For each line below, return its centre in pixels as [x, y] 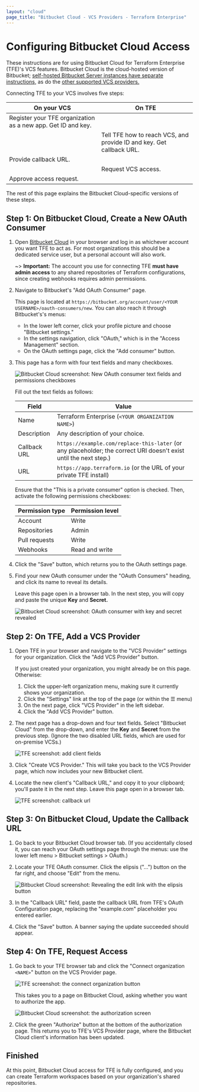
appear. [24, 933]
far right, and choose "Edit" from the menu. [67, 873]
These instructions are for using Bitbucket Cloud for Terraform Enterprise [95, 63]
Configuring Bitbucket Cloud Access [98, 47]
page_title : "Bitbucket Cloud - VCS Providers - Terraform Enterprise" [96, 17]
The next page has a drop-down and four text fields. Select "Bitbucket [100, 723]
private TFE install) [83, 475]
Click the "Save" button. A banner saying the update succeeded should [102, 926]
